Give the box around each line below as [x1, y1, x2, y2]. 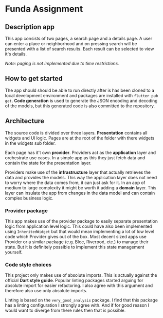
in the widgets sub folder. [5, 140, 56, 146]
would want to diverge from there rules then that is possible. [5, 307, 126, 314]
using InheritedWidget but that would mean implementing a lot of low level [5, 228, 155, 234]
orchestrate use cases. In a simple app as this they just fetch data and [5, 154, 145, 161]
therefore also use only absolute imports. [5, 288, 88, 294]
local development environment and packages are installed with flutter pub [5, 92, 158, 98]
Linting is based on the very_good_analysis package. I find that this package [5, 297, 158, 303]
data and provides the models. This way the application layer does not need [5, 174, 157, 180]
